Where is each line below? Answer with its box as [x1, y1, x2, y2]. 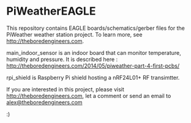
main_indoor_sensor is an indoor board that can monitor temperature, [6, 49, 182, 56]
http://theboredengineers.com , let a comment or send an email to [6, 92, 171, 99]
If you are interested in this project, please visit [6, 85, 124, 93]
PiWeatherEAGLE [6, 4, 96, 18]
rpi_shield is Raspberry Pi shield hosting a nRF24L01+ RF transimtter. [6, 74, 180, 81]
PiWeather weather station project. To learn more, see [6, 30, 143, 38]
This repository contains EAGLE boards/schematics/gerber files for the [6, 24, 185, 32]
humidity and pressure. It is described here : [6, 55, 118, 63]
